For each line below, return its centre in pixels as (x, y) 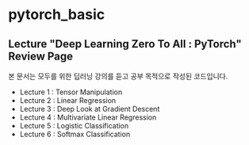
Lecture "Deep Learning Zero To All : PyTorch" (125, 44)
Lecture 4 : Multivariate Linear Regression (88, 117)
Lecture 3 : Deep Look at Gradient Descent (90, 109)
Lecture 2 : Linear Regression (68, 100)
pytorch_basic (57, 15)
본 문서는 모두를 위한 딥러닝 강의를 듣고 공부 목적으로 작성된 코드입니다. (118, 76)
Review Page (41, 56)
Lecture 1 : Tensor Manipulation (71, 92)
